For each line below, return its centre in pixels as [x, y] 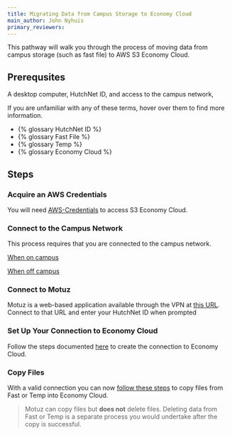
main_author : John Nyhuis [45, 21]
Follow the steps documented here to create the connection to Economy [113, 346]
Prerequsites [37, 77]
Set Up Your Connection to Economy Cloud [83, 331]
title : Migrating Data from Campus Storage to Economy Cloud [100, 14]
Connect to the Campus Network [65, 228]
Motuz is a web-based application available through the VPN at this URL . [114, 305]
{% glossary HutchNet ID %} [59, 129]
